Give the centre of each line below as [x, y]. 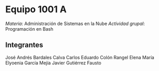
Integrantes [24, 45]
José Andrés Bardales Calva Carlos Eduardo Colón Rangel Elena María [80, 57]
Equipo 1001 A [36, 9]
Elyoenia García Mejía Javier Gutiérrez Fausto [53, 63]
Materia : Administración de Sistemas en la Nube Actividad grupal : [75, 23]
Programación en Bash [29, 29]
